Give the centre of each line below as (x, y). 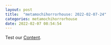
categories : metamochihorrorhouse (41, 19)
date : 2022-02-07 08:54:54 (33, 23)
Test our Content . (23, 38)
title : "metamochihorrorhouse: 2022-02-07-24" (56, 14)
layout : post (19, 10)
